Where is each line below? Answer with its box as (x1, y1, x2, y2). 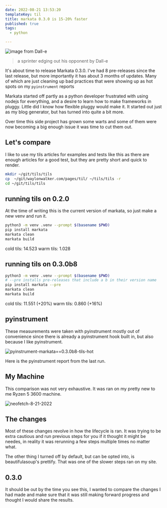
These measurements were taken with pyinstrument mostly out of (5, 328, 140, 334)
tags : (5, 26, 16, 31)
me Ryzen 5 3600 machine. (5, 391, 62, 397)
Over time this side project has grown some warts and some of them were (5, 119, 157, 124)
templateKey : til (5, 12, 41, 17)
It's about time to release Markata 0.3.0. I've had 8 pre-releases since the (5, 68, 156, 74)
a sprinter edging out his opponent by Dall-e (17, 58, 108, 64)
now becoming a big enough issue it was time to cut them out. (5, 124, 133, 130)
